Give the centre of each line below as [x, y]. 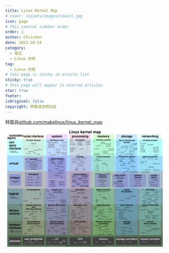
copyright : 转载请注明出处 [31, 107]
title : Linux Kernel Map [31, 11]
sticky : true [19, 80]
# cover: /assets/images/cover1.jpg [44, 16]
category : [16, 48]
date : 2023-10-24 [24, 43]
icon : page [17, 21]
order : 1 [14, 32]
